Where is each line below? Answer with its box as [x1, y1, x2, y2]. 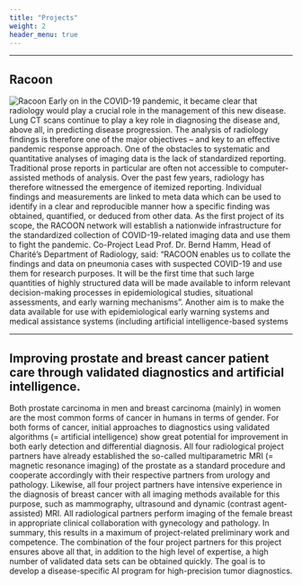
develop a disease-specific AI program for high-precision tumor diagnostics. [9, 565, 293, 576]
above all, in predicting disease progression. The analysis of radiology [9, 124, 269, 135]
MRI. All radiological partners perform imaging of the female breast [44, 508, 293, 518]
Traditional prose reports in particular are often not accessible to [9, 163, 248, 174]
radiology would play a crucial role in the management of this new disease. [9, 105, 287, 116]
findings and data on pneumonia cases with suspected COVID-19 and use [9, 259, 283, 270]
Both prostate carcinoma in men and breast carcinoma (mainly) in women [9, 403, 281, 413]
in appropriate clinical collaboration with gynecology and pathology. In [9, 517, 270, 528]
